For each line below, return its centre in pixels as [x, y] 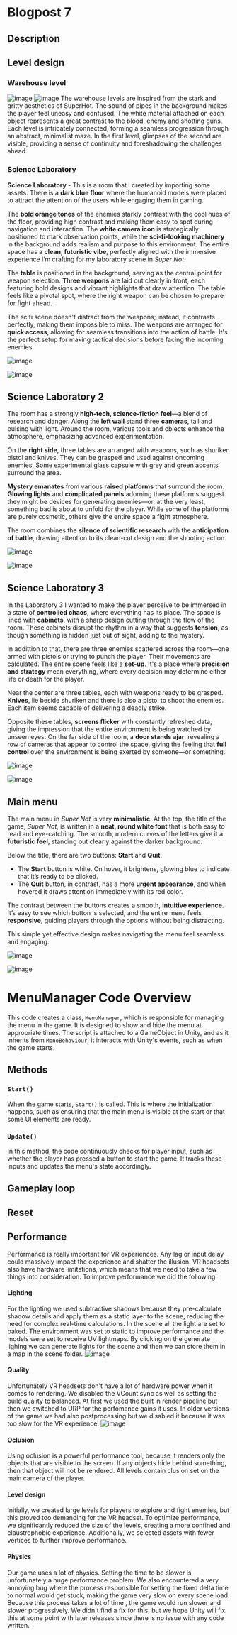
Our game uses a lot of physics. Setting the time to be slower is [99, 1573]
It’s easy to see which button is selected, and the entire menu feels [104, 913]
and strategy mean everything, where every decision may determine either [117, 672]
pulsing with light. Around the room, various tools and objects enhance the [116, 429]
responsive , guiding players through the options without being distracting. [116, 920]
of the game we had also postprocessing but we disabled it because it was [116, 1416]
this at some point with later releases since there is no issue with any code [116, 1618]
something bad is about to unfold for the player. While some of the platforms [118, 509]
